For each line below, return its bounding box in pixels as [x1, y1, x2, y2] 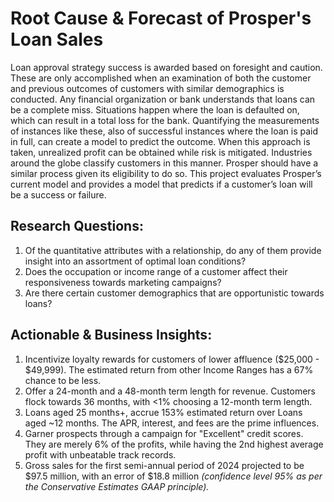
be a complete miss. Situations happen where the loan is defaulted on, [10, 103, 300, 116]
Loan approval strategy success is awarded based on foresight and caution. [10, 61, 323, 73]
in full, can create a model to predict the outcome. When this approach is [10, 135, 311, 147]
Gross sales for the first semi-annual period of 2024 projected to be [24, 459, 305, 471]
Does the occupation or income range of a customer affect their [24, 265, 288, 277]
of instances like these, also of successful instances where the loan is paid [10, 125, 319, 137]
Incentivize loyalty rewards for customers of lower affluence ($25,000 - [24, 353, 320, 365]
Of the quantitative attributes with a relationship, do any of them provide [24, 244, 322, 256]
